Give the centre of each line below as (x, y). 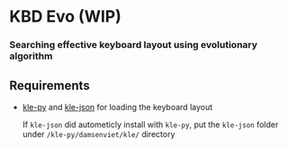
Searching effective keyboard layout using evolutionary (134, 45)
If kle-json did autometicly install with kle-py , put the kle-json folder (150, 125)
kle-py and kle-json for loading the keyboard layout (117, 106)
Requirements (49, 85)
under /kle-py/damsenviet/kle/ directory (99, 134)
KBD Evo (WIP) (65, 17)
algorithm (31, 56)
